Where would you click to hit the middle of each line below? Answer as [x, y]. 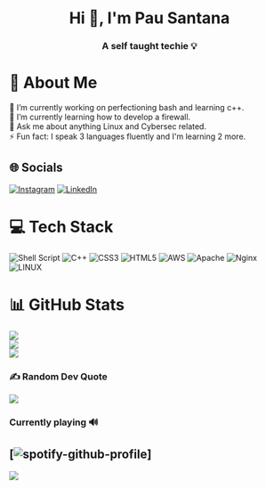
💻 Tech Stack [61, 227]
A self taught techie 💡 [149, 46]
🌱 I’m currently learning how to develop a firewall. [100, 117]
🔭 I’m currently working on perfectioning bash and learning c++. [127, 108]
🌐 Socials [36, 168]
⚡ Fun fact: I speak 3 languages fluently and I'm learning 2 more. [128, 136]
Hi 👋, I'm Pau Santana [149, 18]
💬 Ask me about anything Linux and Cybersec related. [108, 126]
